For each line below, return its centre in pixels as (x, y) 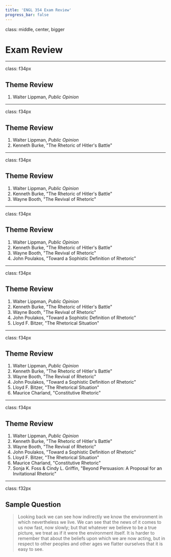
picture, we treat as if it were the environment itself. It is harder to (86, 533)
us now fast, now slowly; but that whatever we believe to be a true (87, 527)
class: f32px (18, 488)
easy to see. (31, 549)
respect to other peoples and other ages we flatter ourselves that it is (90, 544)
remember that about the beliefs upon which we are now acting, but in (91, 538)
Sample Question (33, 504)
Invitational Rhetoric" (35, 474)
